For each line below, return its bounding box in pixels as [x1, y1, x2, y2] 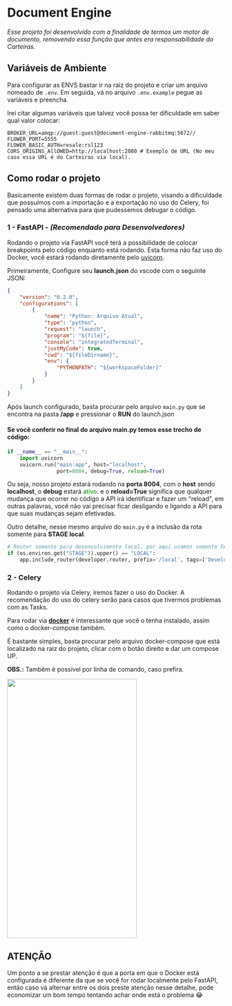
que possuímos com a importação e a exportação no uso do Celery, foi [7, 198, 209, 207]
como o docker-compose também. [7, 624, 106, 632]
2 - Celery [7, 572, 41, 582]
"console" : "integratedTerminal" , [43, 339, 144, 345]
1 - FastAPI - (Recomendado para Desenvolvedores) [7, 222, 185, 232]
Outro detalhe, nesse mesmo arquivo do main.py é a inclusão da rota [7, 523, 202, 531]
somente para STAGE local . [7, 530, 86, 538]
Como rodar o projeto [7, 173, 101, 184]
